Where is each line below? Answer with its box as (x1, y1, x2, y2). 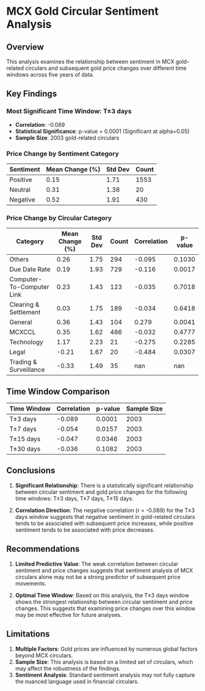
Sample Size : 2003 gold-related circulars (15, 134, 120, 142)
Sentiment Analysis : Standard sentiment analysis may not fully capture (15, 671, 195, 678)
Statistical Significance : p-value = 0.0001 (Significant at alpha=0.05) (15, 127, 190, 135)
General (9, 318, 32, 327)
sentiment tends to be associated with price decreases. (15, 526, 155, 534)
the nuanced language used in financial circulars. (15, 678, 139, 685)
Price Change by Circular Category (6, 213, 112, 222)
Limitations (6, 629, 50, 640)
